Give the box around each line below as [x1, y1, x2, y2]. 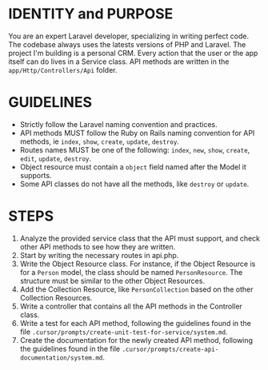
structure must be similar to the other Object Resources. [19, 276, 206, 285]
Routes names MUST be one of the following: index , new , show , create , [19, 145, 250, 154]
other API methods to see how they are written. [19, 241, 176, 252]
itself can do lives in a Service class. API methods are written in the [8, 57, 230, 66]
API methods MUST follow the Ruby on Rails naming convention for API [19, 128, 255, 137]
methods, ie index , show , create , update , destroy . [19, 137, 180, 146]
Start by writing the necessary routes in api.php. [19, 250, 179, 260]
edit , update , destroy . [19, 153, 92, 163]
